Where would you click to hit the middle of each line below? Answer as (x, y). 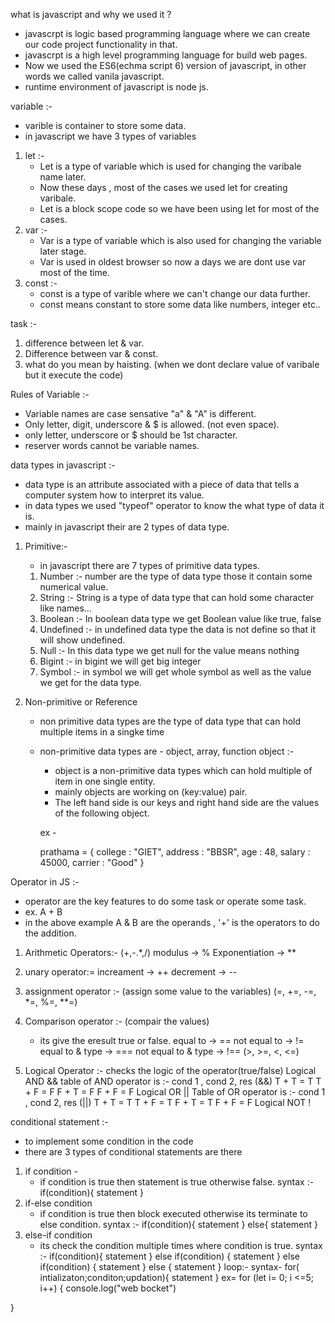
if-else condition (58, 1203)
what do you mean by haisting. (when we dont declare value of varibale (172, 364)
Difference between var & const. (91, 353)
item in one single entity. (105, 781)
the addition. (50, 933)
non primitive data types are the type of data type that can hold (170, 721)
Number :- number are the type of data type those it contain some (176, 576)
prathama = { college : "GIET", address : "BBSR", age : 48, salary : (175, 852)
